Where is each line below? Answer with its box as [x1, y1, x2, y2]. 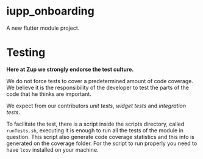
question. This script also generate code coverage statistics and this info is [6, 133, 195, 140]
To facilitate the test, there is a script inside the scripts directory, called [6, 120, 185, 127]
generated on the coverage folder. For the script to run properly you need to [6, 140, 198, 147]
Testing [6, 46, 46, 59]
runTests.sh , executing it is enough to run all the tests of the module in [6, 126, 184, 134]
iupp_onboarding [6, 4, 94, 18]
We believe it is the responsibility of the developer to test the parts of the [6, 84, 189, 91]
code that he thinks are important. [6, 90, 91, 98]
